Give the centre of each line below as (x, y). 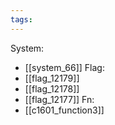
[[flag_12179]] (52, 78)
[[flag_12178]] (52, 88)
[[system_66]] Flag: (64, 67)
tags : (21, 19)
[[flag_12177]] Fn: (59, 99)
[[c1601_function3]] (64, 110)
